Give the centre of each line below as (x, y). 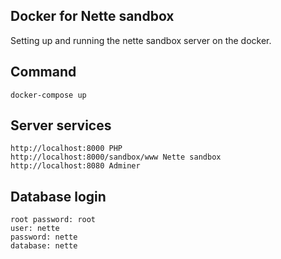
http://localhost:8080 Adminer (75, 166)
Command (43, 72)
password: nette (44, 237)
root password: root (53, 220)
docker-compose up (48, 95)
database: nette (44, 246)
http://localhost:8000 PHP (66, 149)
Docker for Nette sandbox (92, 16)
